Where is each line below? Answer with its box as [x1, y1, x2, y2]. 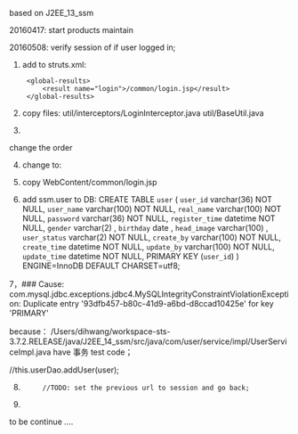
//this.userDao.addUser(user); [9, 364, 120, 375]
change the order [9, 143, 73, 152]
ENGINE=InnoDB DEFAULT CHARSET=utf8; [21, 260, 181, 271]
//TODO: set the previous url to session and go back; [42, 383, 250, 392]
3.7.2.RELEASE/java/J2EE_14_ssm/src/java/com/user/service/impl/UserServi [9, 336, 287, 347]
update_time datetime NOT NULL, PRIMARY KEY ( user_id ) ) [21, 251, 240, 261]
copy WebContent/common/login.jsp [21, 177, 157, 187]
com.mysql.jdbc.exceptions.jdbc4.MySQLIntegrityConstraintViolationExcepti [9, 289, 289, 299]
